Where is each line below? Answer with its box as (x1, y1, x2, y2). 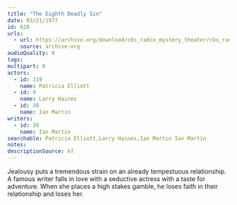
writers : (7, 115, 33, 122)
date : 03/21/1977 (7, 17, 59, 24)
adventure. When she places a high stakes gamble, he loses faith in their (7, 182, 219, 190)
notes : (7, 142, 27, 149)
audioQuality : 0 (7, 50, 55, 57)
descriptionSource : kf (7, 148, 74, 155)
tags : (7, 56, 23, 63)
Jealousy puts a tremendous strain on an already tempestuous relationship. (7, 167, 226, 175)
